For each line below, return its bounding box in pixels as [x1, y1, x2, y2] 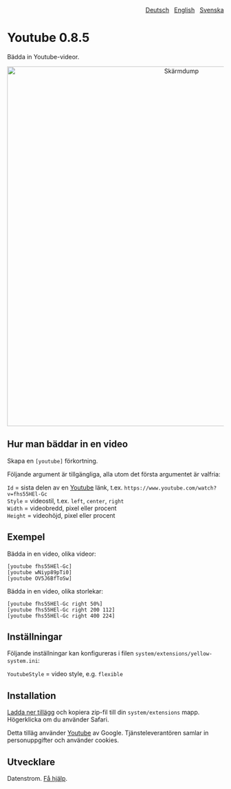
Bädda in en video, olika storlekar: [7, 587, 104, 595]
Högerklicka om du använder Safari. [7, 715, 109, 724]
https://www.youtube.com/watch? [124, 485, 217, 492]
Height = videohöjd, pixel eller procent [7, 511, 115, 519]
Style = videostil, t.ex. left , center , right [7, 496, 124, 505]
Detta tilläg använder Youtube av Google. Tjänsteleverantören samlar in [7, 729, 209, 737]
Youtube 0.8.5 [7, 30, 90, 45]
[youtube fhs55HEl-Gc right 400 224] [7, 612, 115, 619]
